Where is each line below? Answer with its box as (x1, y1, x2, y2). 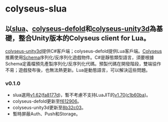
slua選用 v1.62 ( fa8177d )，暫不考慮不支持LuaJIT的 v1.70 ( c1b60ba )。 (12, 92, 151, 98)
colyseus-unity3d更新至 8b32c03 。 (12, 104, 86, 111)
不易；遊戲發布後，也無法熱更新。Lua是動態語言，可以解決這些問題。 (5, 67, 151, 73)
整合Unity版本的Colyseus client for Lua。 (18, 34, 150, 42)
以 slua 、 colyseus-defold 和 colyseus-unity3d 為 (5, 24, 157, 33)
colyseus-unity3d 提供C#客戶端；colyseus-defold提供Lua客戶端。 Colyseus (5, 48, 162, 54)
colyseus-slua (5, 3, 67, 15)
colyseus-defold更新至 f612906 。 (12, 98, 82, 104)
